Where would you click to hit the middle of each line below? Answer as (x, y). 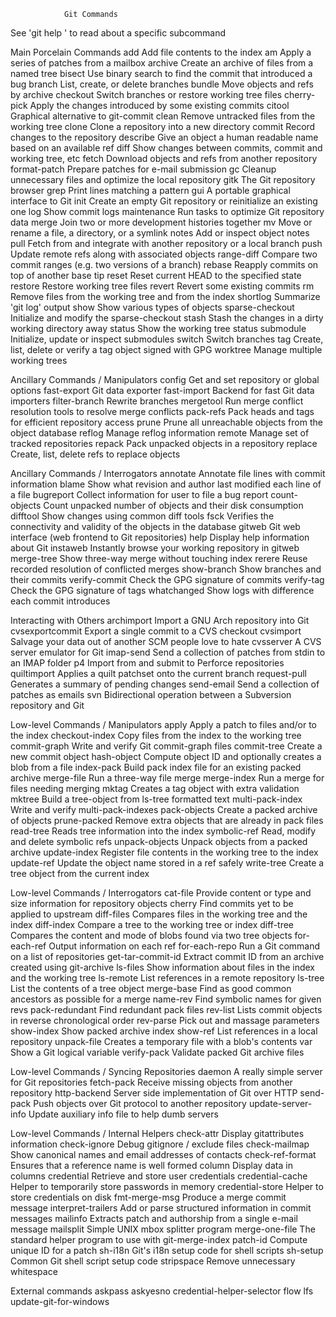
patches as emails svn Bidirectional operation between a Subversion (151, 694)
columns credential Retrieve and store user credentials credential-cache (159, 1176)
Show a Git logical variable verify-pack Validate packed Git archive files (157, 1052)
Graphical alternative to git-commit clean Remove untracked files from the (163, 116)
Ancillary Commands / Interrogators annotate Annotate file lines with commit (168, 473)
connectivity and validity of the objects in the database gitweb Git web (155, 526)
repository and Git (47, 705)
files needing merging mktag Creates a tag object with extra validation (155, 788)
